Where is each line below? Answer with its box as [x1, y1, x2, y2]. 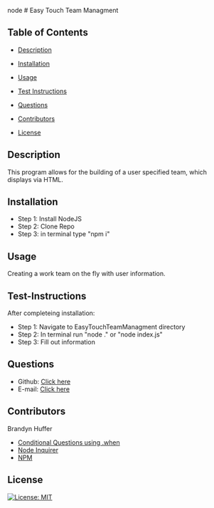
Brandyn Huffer [7, 424, 53, 433]
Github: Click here [17, 377, 71, 386]
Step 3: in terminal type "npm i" [17, 230, 110, 238]
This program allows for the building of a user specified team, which [7, 167, 208, 176]
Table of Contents [7, 26, 89, 38]
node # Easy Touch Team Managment [7, 6, 119, 14]
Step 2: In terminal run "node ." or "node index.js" [17, 330, 164, 339]
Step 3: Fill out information [17, 338, 96, 346]
